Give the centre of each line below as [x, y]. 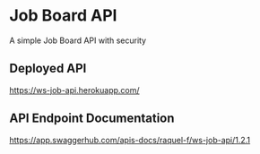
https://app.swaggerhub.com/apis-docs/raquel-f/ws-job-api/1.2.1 [130, 140]
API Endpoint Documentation [92, 119]
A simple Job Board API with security [78, 40]
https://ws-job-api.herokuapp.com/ [75, 90]
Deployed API [48, 68]
